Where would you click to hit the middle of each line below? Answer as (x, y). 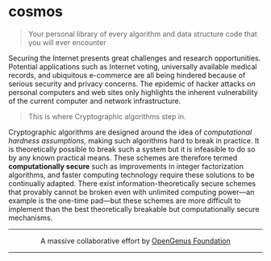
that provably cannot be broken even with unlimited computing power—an (131, 192)
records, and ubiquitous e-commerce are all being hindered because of (127, 75)
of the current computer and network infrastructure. (95, 101)
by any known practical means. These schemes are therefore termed (123, 157)
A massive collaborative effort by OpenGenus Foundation (135, 241)
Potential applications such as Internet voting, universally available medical (133, 66)
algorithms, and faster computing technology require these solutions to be (132, 175)
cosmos (35, 12)
